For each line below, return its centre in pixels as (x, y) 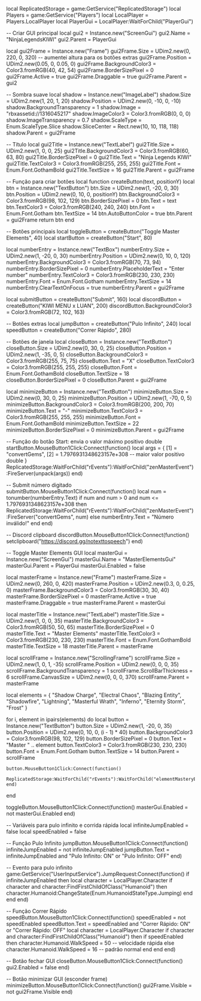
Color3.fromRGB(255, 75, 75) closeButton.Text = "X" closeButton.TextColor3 (100, 361)
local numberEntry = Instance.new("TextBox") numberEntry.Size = (88, 249)
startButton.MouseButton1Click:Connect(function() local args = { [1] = (92, 448)
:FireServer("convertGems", (40, 517)
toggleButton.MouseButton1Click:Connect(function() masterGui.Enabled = (97, 807)
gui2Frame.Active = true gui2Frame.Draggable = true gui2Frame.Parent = (97, 77)
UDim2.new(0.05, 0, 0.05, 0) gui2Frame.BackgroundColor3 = (81, 64)
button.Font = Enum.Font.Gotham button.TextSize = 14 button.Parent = (93, 751)
